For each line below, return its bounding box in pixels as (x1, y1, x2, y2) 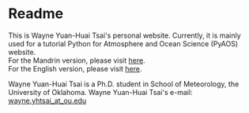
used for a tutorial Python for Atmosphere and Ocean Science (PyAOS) (8, 38, 239, 48)
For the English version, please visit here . (8, 64, 142, 73)
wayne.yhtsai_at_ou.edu (8, 96, 87, 105)
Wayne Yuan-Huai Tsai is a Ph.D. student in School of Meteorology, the (8, 79, 240, 89)
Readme (8, 5, 64, 23)
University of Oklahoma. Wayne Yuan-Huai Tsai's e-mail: (8, 87, 193, 97)
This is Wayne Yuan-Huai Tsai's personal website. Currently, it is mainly (8, 31, 241, 40)
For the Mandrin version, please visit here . (8, 56, 145, 65)
